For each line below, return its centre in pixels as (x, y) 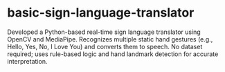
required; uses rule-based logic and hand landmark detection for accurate (113, 54)
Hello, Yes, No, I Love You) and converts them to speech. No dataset (105, 46)
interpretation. (27, 61)
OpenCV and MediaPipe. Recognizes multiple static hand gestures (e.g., (110, 39)
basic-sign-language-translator (101, 13)
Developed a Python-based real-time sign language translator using (104, 32)
